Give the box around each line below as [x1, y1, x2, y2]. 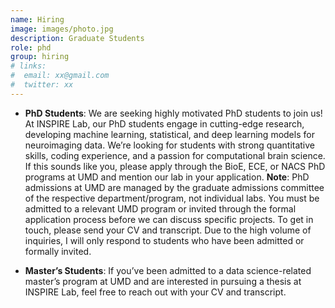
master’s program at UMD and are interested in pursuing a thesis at [24, 275, 302, 287]
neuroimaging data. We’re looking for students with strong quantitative [24, 139, 316, 151]
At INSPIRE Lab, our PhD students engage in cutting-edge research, [24, 117, 305, 130]
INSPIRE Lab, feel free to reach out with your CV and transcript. [24, 286, 287, 298]
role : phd [10, 42, 52, 53]
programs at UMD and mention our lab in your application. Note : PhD [24, 171, 310, 183]
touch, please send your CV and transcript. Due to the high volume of [24, 224, 312, 236]
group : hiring [10, 52, 70, 62]
